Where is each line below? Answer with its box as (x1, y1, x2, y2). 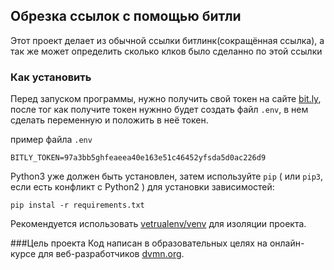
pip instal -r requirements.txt (10, 200, 145, 211)
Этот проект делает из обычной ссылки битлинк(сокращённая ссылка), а (10, 34, 325, 46)
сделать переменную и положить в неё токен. (10, 114, 209, 126)
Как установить (10, 70, 92, 84)
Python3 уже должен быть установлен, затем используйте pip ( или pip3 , (10, 170, 324, 183)
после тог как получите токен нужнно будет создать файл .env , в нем (10, 104, 309, 116)
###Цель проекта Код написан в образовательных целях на (10, 237, 268, 249)
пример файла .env (10, 134, 93, 146)
